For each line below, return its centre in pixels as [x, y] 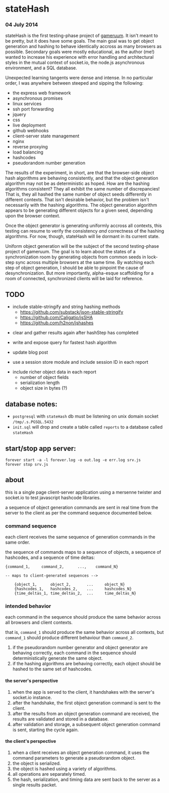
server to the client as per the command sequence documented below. [79, 513]
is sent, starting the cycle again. [46, 730]
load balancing [28, 152]
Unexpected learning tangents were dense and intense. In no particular [79, 78]
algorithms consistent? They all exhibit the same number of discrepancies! [82, 189]
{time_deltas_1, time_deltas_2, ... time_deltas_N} [75, 593]
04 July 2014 [22, 25]
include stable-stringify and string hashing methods [66, 307]
